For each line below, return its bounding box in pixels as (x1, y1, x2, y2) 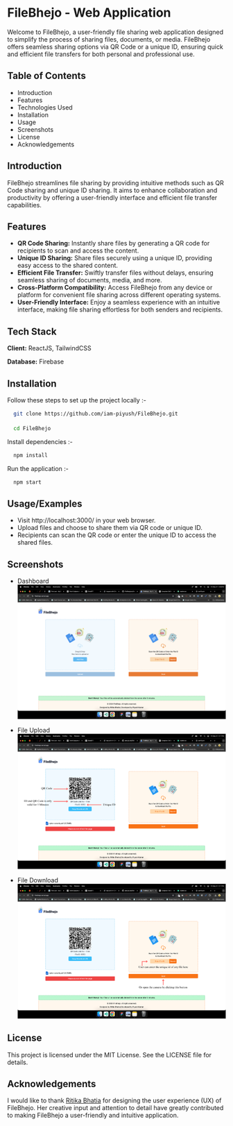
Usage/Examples (7, 497, 83, 509)
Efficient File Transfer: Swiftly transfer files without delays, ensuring (17, 268, 214, 277)
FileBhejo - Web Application (7, 5, 171, 21)
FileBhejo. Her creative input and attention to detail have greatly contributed (7, 1104, 224, 1112)
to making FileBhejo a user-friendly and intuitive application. (7, 1111, 179, 1120)
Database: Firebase (7, 357, 64, 366)
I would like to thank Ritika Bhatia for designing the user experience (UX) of (7, 1096, 222, 1104)
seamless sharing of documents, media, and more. (17, 276, 163, 284)
